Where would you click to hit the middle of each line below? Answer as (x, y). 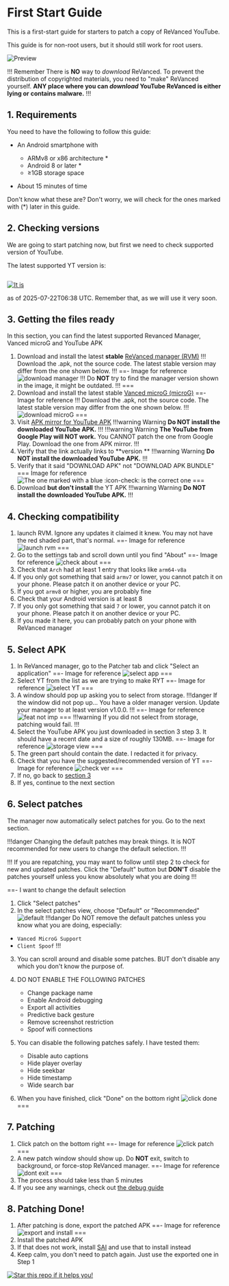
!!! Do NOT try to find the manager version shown (149, 378)
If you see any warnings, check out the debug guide (90, 1187)
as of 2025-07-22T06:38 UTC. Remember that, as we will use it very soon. (112, 298)
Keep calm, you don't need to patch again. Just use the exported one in (118, 1254)
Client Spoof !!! (39, 946)
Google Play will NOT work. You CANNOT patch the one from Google (115, 436)
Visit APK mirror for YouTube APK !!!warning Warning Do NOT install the (119, 422)
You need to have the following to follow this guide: (79, 131)
